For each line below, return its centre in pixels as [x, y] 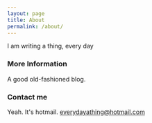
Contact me [27, 97]
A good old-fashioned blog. [47, 79]
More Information [37, 64]
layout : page [26, 13]
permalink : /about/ [35, 26]
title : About [26, 20]
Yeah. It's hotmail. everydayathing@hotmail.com [76, 112]
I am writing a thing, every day [50, 46]
